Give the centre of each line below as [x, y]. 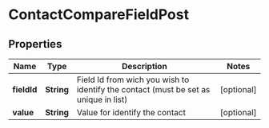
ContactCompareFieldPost [99, 15]
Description [145, 66]
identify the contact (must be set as [143, 89]
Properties [35, 44]
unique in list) [102, 99]
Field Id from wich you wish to [133, 80]
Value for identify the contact [131, 112]
